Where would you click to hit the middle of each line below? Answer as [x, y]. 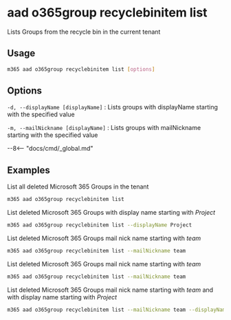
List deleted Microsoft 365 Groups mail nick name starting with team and [110, 290]
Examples [29, 170]
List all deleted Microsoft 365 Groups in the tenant [78, 186]
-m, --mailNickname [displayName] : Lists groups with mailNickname [104, 128]
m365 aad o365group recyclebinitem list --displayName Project [100, 225]
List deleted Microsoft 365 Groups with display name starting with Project [111, 213]
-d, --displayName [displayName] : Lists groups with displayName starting [113, 107]
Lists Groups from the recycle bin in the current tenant [84, 32]
